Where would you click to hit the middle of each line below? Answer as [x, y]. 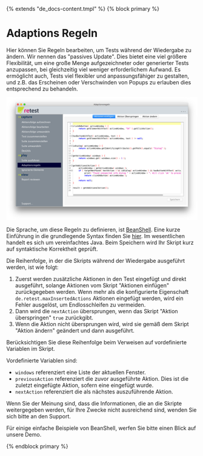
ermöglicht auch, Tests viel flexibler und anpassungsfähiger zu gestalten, [98, 76]
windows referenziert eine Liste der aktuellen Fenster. [81, 372]
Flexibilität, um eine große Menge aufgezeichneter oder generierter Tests [98, 63]
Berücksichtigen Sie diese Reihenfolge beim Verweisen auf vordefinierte [96, 342]
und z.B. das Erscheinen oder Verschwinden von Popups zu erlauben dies [99, 82]
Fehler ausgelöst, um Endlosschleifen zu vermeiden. [80, 305]
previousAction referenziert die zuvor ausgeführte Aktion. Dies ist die [102, 378]
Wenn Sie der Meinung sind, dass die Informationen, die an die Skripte [94, 403]
